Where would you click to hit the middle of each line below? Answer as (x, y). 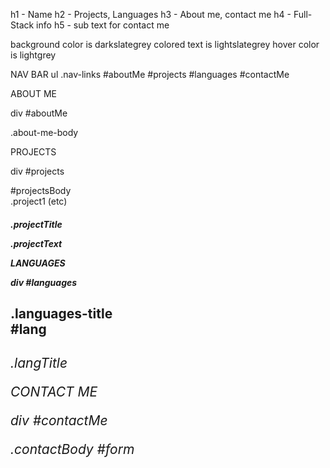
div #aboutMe (39, 113)
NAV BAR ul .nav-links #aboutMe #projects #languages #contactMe (150, 74)
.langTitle (39, 363)
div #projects (37, 171)
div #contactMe (59, 420)
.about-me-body (44, 132)
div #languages (44, 282)
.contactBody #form (72, 449)
